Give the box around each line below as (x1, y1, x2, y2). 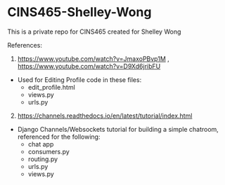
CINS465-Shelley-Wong (7, 4, 152, 20)
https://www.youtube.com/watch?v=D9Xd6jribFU (17, 62, 161, 70)
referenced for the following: (17, 132, 101, 141)
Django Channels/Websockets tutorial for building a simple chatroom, (17, 125, 219, 133)
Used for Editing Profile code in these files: (17, 75, 142, 84)
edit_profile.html (27, 83, 75, 91)
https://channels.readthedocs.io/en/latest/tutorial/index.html (17, 111, 193, 120)
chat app (27, 139, 54, 148)
